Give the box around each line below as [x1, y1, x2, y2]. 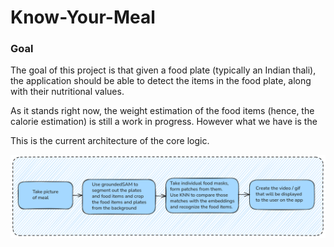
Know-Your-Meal [10, 6, 156, 29]
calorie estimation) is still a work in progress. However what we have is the [10, 116, 318, 128]
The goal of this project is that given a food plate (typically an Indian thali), [10, 64, 317, 76]
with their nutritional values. [10, 86, 125, 98]
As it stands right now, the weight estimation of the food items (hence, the [10, 105, 315, 117]
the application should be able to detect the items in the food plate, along [10, 75, 312, 87]
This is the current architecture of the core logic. [10, 135, 210, 147]
